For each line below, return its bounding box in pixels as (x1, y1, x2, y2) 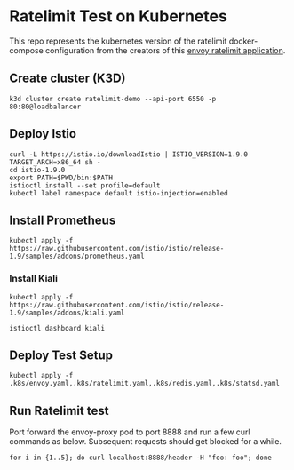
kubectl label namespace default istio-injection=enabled (9, 188, 228, 197)
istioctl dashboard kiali (9, 323, 105, 332)
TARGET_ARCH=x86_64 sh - (9, 157, 101, 166)
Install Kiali (9, 273, 58, 285)
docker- (228, 36, 258, 46)
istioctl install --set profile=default (9, 180, 162, 190)
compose (9, 44, 44, 55)
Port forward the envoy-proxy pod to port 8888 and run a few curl (9, 426, 250, 437)
